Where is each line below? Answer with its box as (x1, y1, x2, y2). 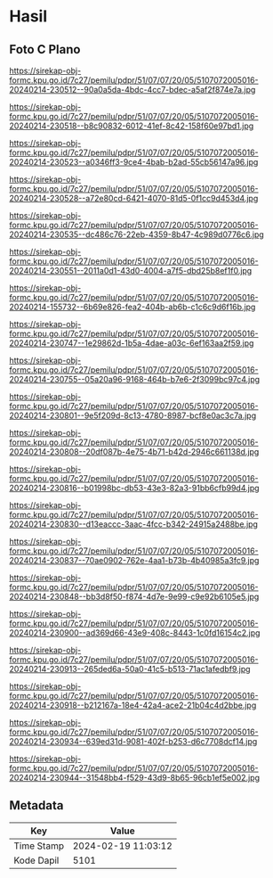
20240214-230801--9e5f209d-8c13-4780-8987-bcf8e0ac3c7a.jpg (9, 410, 256, 421)
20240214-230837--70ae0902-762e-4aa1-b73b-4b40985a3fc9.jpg (9, 555, 260, 565)
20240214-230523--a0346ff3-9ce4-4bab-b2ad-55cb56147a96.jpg (9, 157, 259, 167)
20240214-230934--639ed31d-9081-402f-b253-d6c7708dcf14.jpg (9, 736, 258, 746)
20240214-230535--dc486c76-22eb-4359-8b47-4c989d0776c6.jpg (9, 229, 264, 240)
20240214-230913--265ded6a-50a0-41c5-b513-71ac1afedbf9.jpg (9, 664, 251, 674)
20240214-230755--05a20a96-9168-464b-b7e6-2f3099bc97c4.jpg (9, 374, 261, 384)
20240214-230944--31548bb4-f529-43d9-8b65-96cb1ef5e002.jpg (9, 773, 261, 783)
